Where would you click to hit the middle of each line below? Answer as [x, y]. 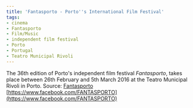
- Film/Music [22, 34]
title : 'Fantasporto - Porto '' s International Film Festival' [85, 12]
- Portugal [20, 51]
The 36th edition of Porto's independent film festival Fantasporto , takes [94, 73]
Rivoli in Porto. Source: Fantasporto [50, 86]
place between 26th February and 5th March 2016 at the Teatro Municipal [97, 79]
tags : [13, 17]
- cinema [17, 23]
